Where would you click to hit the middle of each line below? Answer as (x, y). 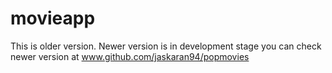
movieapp (53, 18)
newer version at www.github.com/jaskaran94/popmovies (130, 56)
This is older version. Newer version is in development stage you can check (166, 46)
